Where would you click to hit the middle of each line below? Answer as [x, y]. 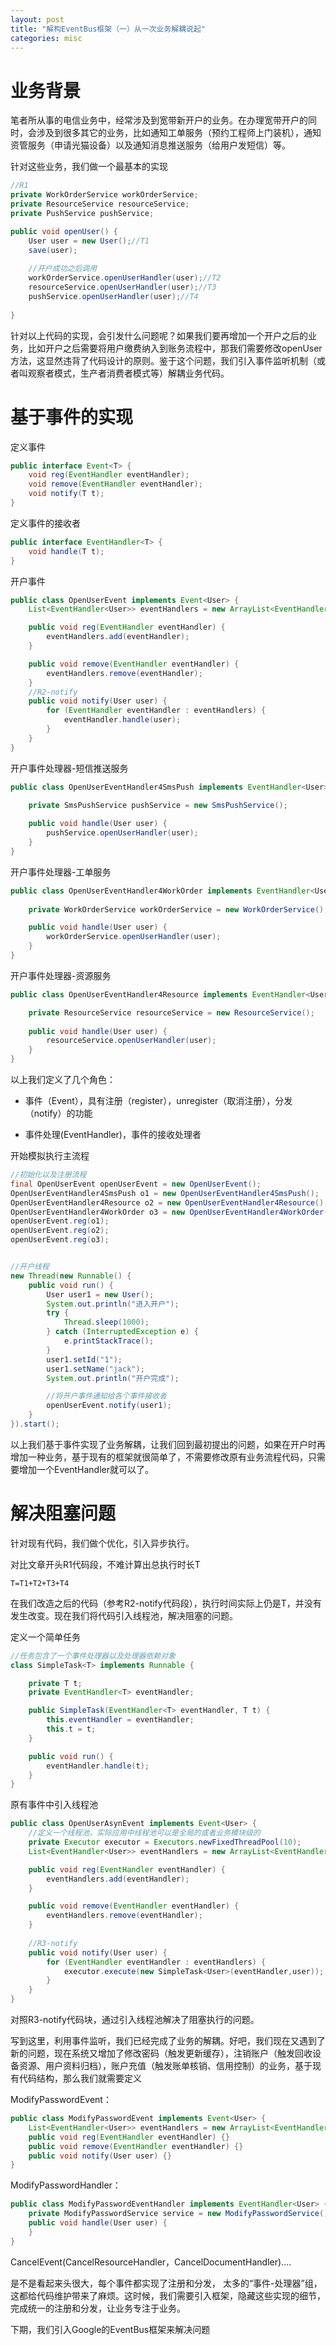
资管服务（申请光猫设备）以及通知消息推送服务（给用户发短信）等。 [150, 145]
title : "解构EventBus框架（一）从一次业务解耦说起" [108, 29]
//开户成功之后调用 [63, 269]
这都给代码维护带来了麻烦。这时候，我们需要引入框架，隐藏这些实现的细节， [168, 2295]
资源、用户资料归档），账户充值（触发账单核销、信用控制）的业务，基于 [165, 2066]
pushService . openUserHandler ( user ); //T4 [113, 296]
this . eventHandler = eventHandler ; [120, 1720]
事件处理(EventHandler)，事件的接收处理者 [113, 1134]
